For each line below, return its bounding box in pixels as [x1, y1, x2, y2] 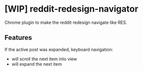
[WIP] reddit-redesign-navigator [4, 3, 139, 15]
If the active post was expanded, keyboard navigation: [4, 46, 113, 52]
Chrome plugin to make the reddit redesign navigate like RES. [4, 19, 127, 25]
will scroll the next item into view [11, 56, 77, 62]
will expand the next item [11, 61, 62, 67]
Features [4, 34, 32, 42]
